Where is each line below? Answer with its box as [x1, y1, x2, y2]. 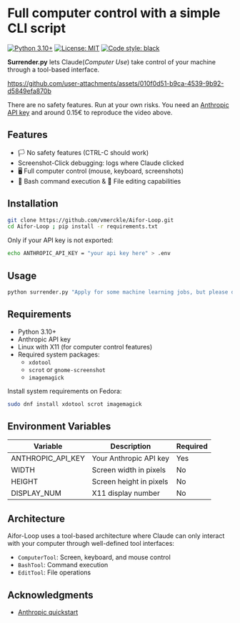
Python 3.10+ [17, 327, 57, 336]
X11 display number [91, 488, 161, 498]
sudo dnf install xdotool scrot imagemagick [7, 400, 142, 408]
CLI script [7, 20, 66, 36]
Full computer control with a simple [7, 5, 221, 21]
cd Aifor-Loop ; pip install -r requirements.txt [7, 223, 159, 230]
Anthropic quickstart [17, 608, 79, 616]
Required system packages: [17, 350, 100, 359]
